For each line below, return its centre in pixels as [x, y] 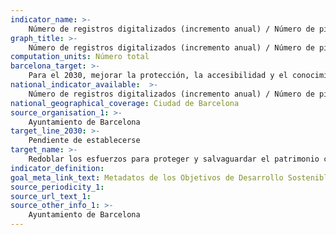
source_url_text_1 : [51, 196]
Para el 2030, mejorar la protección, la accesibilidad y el [158, 76]
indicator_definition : [57, 168]
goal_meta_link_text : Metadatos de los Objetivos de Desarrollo [147, 177]
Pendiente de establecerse [84, 141]
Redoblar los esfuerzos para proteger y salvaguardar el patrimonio [174, 159]
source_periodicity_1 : [57, 187]
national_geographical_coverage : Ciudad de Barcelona [125, 103]
